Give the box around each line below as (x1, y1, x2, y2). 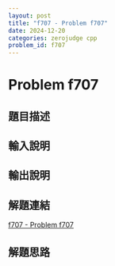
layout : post (8, 11, 52, 20)
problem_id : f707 (8, 42, 66, 50)
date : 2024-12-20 (8, 26, 66, 34)
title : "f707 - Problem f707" (8, 19, 109, 27)
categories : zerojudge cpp (8, 34, 98, 42)
